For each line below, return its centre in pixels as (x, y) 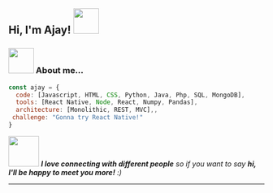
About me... (59, 71)
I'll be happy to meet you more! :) (65, 172)
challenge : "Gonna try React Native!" (78, 118)
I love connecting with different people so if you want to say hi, (148, 164)
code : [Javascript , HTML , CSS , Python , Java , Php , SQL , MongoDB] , (130, 95)
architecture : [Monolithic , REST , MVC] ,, (87, 110)
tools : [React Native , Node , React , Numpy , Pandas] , (107, 102)
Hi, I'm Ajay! (40, 30)
